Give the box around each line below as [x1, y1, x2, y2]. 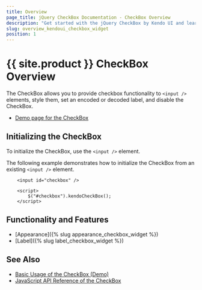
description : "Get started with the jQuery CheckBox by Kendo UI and [6, 20, 185, 26]
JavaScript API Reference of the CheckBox [14, 277, 121, 284]
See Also [6, 255, 40, 265]
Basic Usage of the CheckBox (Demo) [14, 270, 109, 277]
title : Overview [6, 8, 47, 15]
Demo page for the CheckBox [14, 114, 89, 122]
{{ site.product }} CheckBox [6, 57, 148, 71]
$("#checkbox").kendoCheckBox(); [28, 193, 112, 199]
